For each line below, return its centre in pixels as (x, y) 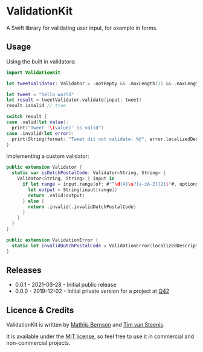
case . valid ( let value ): (37, 122)
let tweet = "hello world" (40, 94)
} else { (33, 201)
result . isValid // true (36, 106)
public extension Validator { (44, 168)
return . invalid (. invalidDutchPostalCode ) (82, 207)
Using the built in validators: (41, 61)
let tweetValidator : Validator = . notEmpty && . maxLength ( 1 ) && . (92, 83)
